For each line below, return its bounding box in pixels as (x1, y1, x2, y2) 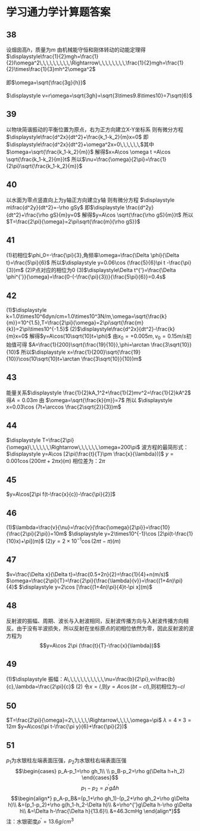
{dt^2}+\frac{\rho (6, 211, 49, 218)
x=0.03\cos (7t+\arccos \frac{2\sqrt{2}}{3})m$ (6, 403, 121, 410)
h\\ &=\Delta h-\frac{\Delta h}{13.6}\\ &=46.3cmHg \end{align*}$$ (20, 808, 180, 815)
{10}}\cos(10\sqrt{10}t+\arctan (6, 356, 80, 363)
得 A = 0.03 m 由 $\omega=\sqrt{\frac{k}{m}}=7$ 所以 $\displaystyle (6, 396, 173, 403)
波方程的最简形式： (141, 443, 189, 450)
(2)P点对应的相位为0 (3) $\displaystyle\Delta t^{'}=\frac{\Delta (24, 267, 176, 274)
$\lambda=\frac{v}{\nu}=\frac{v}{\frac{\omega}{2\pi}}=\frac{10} (11, 524, 171, 531)
